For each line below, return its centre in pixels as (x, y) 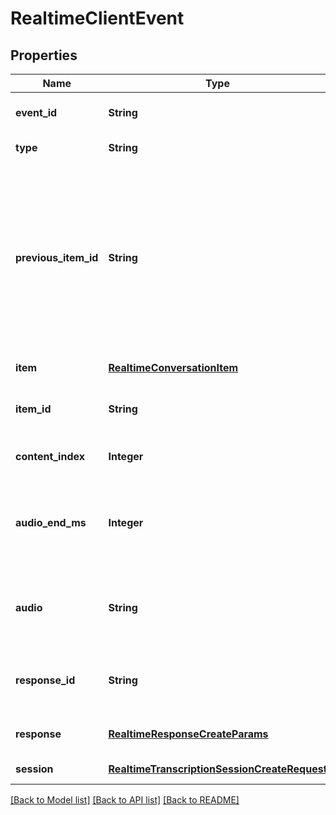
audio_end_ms (51, 522)
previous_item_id (57, 257)
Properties (44, 55)
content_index (50, 456)
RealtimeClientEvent (97, 18)
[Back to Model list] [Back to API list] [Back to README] (125, 800)
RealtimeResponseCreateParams (188, 734)
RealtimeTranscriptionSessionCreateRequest (218, 769)
